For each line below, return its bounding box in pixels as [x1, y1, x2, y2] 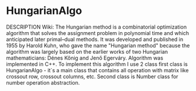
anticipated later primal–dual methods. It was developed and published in [6, 36, 184, 43]
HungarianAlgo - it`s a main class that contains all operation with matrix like [6, 66, 189, 73]
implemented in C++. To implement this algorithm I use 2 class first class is [6, 60, 188, 68]
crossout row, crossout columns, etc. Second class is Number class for [6, 73, 178, 80]
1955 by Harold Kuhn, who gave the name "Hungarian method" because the [6, 42, 190, 49]
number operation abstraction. [6, 79, 80, 86]
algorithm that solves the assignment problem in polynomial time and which [6, 29, 190, 36]
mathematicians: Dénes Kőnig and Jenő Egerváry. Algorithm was [6, 54, 164, 61]
